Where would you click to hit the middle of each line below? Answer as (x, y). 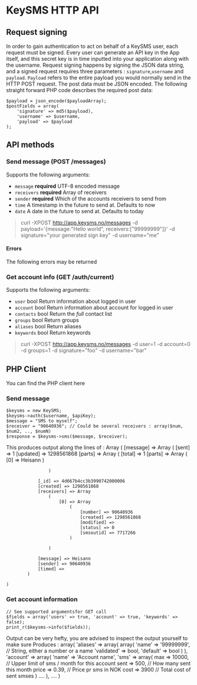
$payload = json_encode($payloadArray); (57, 101)
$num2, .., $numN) (29, 432)
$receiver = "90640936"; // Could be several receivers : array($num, (95, 426)
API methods (30, 145)
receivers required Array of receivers (61, 192)
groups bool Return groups (47, 320)
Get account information (42, 599)
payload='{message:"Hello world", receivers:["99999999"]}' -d (98, 229)
